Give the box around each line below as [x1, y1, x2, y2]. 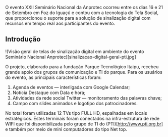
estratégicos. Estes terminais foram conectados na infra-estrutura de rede [5, 115, 160, 121]
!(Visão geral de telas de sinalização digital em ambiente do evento [5, 48, 144, 55]
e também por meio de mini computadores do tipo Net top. [5, 126, 128, 132]
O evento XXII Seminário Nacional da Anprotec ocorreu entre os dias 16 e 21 [5, 5, 163, 10]
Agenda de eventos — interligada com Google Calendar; [12, 84, 130, 90]
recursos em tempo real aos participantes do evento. [5, 20, 115, 26]
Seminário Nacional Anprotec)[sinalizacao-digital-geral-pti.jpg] [5, 54, 136, 60]
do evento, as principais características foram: [5, 74, 102, 80]
